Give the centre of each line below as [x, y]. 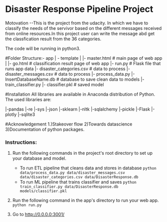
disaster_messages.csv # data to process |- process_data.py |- [70, 74]
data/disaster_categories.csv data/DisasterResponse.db [79, 177]
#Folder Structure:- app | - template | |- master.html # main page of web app [84, 58]
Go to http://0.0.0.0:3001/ [38, 215]
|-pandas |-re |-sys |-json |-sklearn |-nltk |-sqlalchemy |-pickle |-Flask [78, 109]
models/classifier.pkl [43, 191]
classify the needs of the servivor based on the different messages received [83, 28]
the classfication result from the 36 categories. [53, 39]
